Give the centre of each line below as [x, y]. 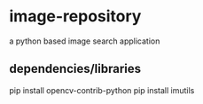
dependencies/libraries [75, 69]
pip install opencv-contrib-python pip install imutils [102, 90]
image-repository [75, 16]
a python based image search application [85, 41]
